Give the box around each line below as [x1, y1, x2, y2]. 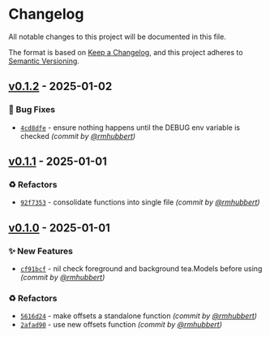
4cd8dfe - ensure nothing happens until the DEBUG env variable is [19, 123, 241, 132]
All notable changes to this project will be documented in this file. [8, 32, 227, 41]
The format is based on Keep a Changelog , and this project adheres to [8, 47, 243, 57]
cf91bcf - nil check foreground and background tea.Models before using [19, 264, 263, 273]
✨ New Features [8, 245, 73, 257]
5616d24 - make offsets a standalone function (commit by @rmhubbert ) [19, 311, 258, 321]
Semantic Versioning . [8, 56, 79, 66]
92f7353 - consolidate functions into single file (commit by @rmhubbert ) [19, 197, 260, 207]
